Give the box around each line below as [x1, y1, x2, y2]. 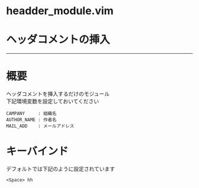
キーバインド [6, 145, 69, 158]
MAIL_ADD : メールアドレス [6, 123, 75, 129]
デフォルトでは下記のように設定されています [6, 166, 115, 172]
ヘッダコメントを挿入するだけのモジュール [6, 90, 110, 98]
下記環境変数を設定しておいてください [6, 98, 99, 105]
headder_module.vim [6, 4, 114, 18]
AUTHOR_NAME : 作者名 [6, 117, 57, 123]
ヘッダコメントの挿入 [6, 33, 111, 47]
